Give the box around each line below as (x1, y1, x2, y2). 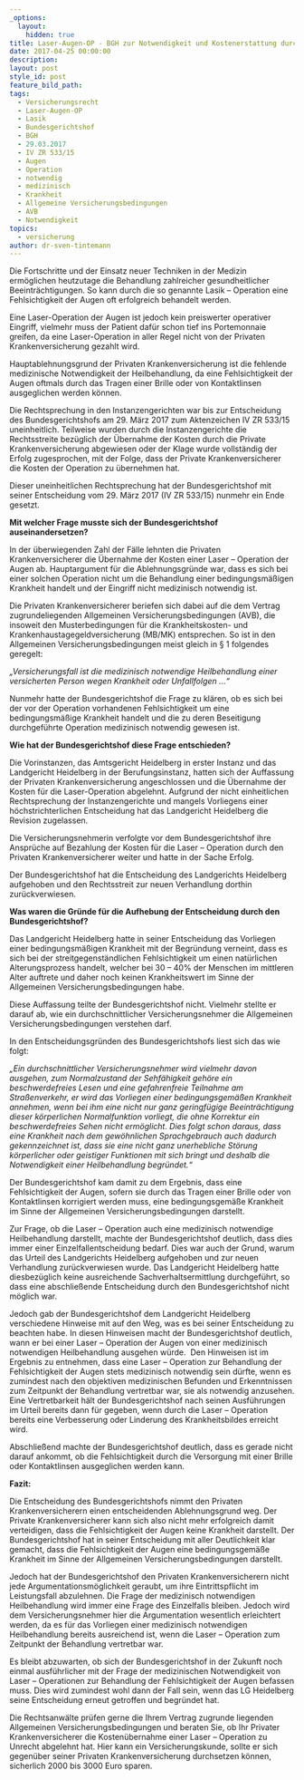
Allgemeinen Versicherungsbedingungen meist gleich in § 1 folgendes (9, 639, 270, 650)
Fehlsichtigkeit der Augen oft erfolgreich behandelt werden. (9, 295, 233, 305)
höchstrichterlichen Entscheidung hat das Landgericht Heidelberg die (9, 806, 269, 817)
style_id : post (9, 73, 67, 82)
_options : (9, 13, 47, 23)
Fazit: (9, 1478, 32, 1489)
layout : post (9, 64, 59, 73)
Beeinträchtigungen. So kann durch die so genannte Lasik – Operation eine (9, 285, 289, 295)
